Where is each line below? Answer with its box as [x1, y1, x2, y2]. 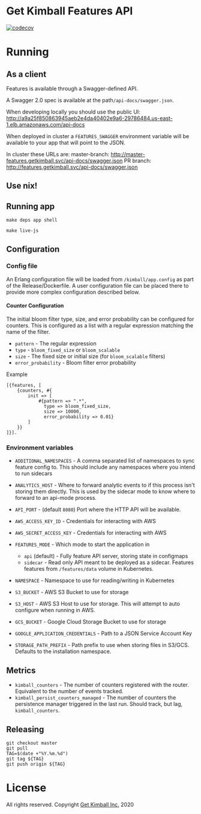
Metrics [6, 665, 36, 675]
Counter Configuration [6, 302, 64, 309]
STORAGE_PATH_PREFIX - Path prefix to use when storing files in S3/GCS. [14, 642, 190, 649]
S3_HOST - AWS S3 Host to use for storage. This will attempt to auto [14, 600, 180, 607]
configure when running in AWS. [14, 607, 95, 614]
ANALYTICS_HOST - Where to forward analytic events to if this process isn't [14, 482, 195, 489]
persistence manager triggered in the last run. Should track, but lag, [14, 700, 183, 708]
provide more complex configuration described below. [6, 288, 140, 296]
